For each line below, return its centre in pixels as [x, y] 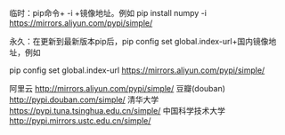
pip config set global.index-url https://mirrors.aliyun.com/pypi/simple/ [137, 70]
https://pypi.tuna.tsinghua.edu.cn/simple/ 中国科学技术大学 [117, 111]
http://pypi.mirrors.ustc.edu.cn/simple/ [80, 121]
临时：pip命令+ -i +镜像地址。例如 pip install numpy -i [108, 13]
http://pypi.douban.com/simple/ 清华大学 [84, 99]
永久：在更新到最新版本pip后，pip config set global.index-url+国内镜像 [139, 41]
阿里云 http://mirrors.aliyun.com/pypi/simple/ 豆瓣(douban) [117, 88]
